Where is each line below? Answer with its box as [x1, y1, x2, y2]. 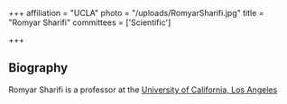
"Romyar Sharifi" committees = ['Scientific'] [8, 17, 171, 28]
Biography [8, 60, 69, 75]
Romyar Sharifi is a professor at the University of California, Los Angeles [8, 84, 278, 95]
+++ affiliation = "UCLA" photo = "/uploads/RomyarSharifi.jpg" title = [8, 8, 264, 18]
